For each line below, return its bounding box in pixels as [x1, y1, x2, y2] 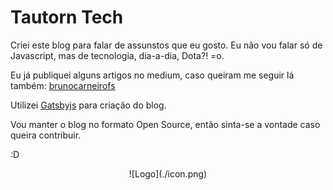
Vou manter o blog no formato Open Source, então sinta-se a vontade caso [10, 118, 321, 130]
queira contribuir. [10, 129, 82, 141]
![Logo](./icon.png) [128, 167, 208, 180]
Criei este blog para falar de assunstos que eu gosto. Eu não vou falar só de [10, 39, 323, 51]
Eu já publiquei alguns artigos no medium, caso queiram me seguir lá [10, 69, 295, 81]
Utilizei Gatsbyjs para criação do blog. [10, 99, 167, 111]
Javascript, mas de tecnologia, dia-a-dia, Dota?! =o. [10, 49, 225, 61]
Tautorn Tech [10, 6, 124, 29]
